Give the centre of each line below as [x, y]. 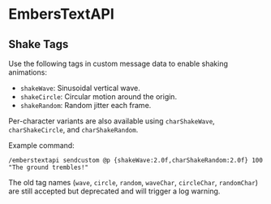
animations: [28, 72]
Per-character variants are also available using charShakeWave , [112, 121]
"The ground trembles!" [49, 167]
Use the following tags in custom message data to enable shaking [118, 63]
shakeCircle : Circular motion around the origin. [98, 97]
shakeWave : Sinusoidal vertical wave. [80, 88]
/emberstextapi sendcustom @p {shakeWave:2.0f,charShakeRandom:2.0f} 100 [136, 160]
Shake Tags [39, 44]
